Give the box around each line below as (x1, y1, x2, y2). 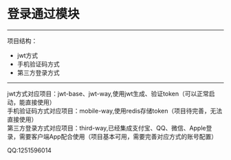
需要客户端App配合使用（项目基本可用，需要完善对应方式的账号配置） (19, 132, 218, 141)
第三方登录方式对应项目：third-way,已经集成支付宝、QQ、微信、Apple (7, 124, 206, 132)
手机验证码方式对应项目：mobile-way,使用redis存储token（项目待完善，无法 (7, 106, 223, 115)
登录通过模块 (7, 6, 80, 22)
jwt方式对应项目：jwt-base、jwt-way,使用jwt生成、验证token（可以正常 (7, 89, 210, 98)
